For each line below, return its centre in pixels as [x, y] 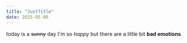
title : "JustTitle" [30, 11]
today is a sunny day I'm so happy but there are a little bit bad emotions [93, 34]
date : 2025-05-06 [27, 17]
